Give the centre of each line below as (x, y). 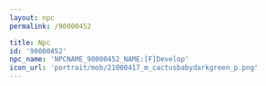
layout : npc (32, 18)
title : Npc (30, 43)
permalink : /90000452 (51, 26)
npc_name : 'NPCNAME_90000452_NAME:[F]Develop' (99, 60)
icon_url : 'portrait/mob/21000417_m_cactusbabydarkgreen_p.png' (134, 68)
